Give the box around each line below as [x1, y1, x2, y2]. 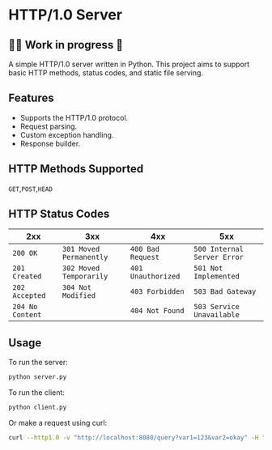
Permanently [62, 253, 108, 262]
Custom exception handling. [19, 129, 114, 139]
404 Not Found [130, 306, 185, 316]
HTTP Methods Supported [8, 162, 144, 176]
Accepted [12, 291, 46, 300]
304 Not [62, 283, 91, 292]
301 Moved [62, 244, 100, 254]
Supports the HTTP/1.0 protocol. [19, 112, 129, 122]
